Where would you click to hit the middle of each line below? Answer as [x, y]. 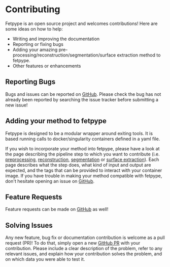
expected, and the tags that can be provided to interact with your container [84, 170]
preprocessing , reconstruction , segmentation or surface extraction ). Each [82, 159]
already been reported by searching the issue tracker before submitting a [82, 99]
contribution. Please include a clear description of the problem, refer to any [84, 249]
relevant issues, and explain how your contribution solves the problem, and [84, 254]
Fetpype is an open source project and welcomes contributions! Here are [81, 23]
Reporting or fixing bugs [38, 44]
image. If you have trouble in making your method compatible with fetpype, [84, 176]
